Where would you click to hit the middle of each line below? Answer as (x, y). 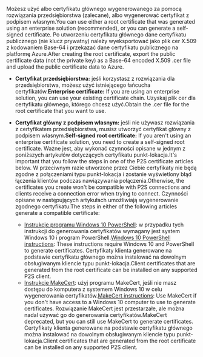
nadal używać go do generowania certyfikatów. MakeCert (95, 315)
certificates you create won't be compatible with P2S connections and (103, 187)
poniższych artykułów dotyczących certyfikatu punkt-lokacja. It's (96, 155)
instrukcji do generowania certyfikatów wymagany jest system (102, 231)
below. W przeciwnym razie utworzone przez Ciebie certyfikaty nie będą (106, 168)
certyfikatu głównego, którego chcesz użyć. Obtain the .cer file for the (102, 104)
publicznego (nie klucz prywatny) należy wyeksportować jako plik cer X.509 (101, 41)
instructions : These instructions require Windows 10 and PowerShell (109, 244)
